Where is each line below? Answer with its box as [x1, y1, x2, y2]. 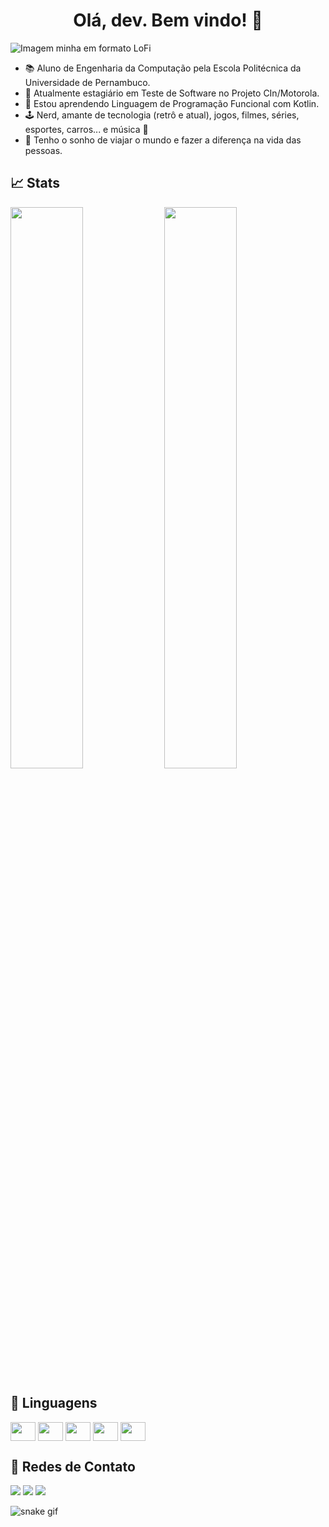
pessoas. [24, 144, 63, 156]
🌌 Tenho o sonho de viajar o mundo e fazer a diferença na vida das [24, 134, 302, 146]
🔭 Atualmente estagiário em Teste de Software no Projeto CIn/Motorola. [24, 87, 320, 99]
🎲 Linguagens [10, 1395, 98, 1412]
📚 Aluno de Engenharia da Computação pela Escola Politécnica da [24, 62, 302, 74]
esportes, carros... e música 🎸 [24, 123, 149, 135]
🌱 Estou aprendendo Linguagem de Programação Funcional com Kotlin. [24, 97, 320, 109]
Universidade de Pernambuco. [24, 76, 151, 88]
